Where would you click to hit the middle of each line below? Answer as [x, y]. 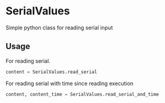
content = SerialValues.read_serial [51, 72]
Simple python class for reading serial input [59, 28]
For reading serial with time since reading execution [70, 83]
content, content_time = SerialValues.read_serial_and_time [82, 94]
